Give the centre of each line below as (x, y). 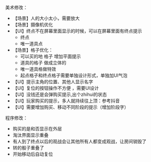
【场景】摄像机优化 (33, 25)
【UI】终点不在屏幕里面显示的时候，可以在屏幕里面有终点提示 (77, 31)
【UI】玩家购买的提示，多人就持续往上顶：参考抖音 (66, 101)
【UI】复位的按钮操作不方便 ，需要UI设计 (56, 88)
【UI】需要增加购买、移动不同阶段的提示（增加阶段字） (70, 107)
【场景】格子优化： (33, 50)
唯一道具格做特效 (38, 69)
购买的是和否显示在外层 (37, 129)
